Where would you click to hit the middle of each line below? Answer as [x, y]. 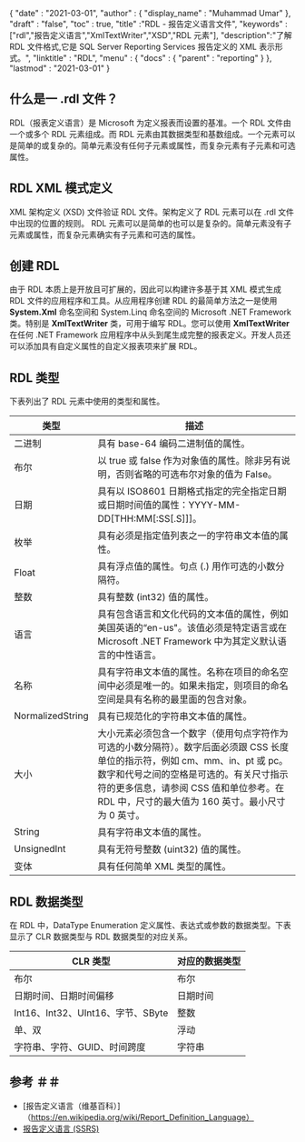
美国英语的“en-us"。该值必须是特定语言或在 [192, 628]
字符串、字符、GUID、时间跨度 [80, 1047]
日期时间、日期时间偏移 [64, 997]
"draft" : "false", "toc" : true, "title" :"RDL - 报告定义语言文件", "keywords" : [148, 24]
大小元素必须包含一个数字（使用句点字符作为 [193, 734]
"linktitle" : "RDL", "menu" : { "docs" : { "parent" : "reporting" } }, [152, 58]
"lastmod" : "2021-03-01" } [60, 68]
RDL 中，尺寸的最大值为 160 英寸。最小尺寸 [192, 802]
